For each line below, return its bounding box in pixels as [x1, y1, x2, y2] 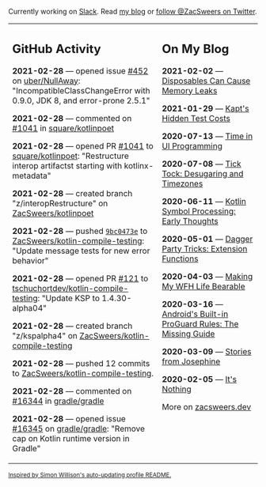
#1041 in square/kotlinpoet [12, 123, 115, 134]
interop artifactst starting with [12, 160, 123, 171]
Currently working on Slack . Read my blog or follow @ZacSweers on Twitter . [8, 7, 257, 16]
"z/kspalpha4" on [12, 330, 78, 341]
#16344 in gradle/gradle [12, 395, 104, 406]
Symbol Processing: [161, 206, 236, 217]
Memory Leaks [161, 85, 218, 96]
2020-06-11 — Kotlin [161, 195, 247, 206]
